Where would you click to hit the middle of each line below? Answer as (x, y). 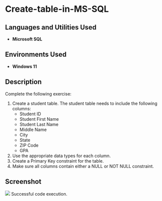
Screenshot (23, 182)
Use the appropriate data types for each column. (61, 156)
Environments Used (36, 54)
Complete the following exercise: (38, 94)
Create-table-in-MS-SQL (57, 9)
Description (23, 82)
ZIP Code (29, 145)
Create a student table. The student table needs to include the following (85, 103)
